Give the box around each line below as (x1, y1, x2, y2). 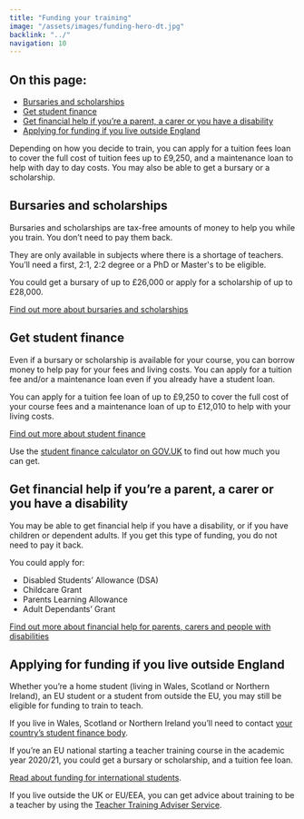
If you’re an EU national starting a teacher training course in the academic (9, 745, 285, 756)
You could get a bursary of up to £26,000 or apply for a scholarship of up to (9, 276, 293, 287)
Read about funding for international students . (9, 773, 181, 784)
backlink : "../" (9, 30, 71, 39)
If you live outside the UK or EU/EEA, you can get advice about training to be (9, 790, 295, 801)
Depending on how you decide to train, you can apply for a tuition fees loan (9, 143, 291, 154)
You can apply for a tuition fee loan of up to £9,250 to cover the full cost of (9, 391, 289, 402)
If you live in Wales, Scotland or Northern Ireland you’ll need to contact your (9, 718, 293, 729)
